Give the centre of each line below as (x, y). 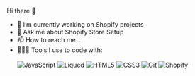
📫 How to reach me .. (49, 40)
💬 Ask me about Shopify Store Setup (70, 32)
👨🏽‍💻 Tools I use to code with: (60, 50)
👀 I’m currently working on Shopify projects (80, 24)
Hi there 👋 (21, 11)
